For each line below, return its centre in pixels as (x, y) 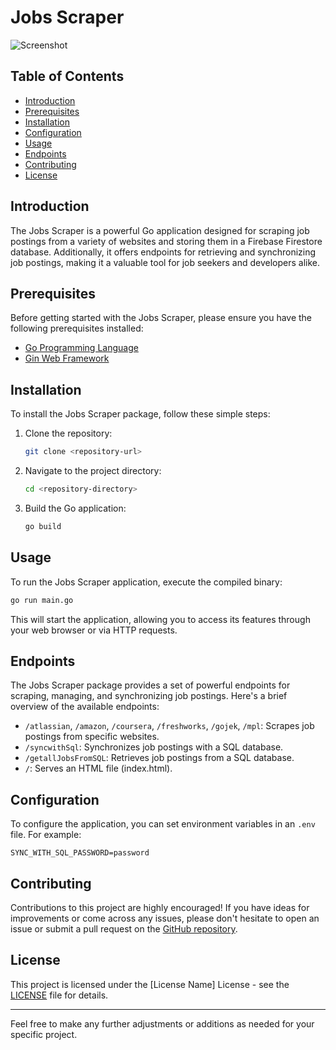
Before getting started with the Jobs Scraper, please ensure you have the (161, 318)
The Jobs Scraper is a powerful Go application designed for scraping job (160, 230)
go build (43, 526)
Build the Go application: (75, 508)
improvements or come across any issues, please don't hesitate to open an (165, 918)
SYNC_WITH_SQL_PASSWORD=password (80, 853)
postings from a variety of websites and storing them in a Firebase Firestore (166, 241)
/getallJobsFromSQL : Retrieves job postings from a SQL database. (159, 758)
